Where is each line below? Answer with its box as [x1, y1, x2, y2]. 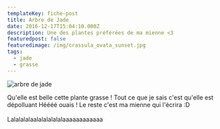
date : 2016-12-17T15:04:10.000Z [7, 23, 100, 30]
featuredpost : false [7, 36, 67, 43]
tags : [7, 49, 23, 56]
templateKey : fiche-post [7, 10, 78, 17]
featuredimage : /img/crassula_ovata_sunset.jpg [7, 42, 146, 49]
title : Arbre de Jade [7, 16, 69, 23]
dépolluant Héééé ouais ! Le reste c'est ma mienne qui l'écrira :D [7, 100, 190, 108]
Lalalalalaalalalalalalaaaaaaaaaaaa [7, 115, 103, 124]
